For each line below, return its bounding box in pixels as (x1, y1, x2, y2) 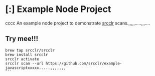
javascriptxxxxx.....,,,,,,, (5, 65, 66, 70)
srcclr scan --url (5, 61, 44, 66)
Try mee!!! (5, 34, 39, 43)
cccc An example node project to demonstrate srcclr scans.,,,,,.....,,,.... (5, 20, 150, 26)
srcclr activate (5, 56, 39, 61)
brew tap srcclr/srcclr (5, 47, 55, 53)
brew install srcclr (5, 52, 49, 57)
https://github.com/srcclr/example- (45, 61, 122, 66)
